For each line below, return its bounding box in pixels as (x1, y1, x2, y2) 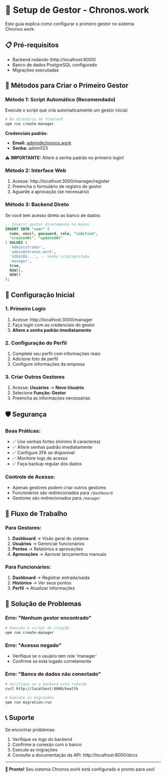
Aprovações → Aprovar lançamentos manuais (12, 551, 107, 557)
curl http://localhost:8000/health (5, 686, 79, 692)
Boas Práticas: (5, 427, 41, 434)
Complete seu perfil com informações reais (12, 350, 101, 357)
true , (9, 263, 21, 268)
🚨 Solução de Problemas (5, 599, 82, 608)
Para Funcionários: (5, 564, 51, 571)
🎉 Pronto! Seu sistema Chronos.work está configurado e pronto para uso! (5, 766, 155, 772)
